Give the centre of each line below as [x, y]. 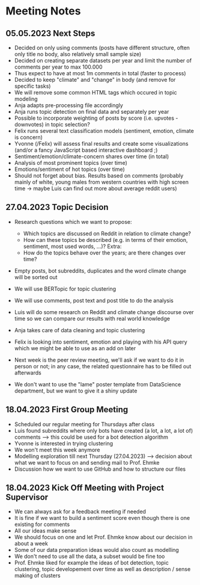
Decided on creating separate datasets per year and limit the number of [103, 60]
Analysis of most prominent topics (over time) [71, 163]
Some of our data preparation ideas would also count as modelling [97, 550]
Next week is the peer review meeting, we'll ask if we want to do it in [99, 360]
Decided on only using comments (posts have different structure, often [102, 48]
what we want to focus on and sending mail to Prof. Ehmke [87, 462]
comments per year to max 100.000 [58, 67]
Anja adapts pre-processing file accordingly [69, 105]
